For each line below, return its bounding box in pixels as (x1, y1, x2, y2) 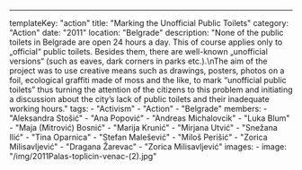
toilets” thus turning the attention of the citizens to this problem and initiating (9, 84, 293, 95)
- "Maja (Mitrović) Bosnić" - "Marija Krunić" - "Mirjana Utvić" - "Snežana (9, 123, 279, 132)
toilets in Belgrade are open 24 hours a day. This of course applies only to (9, 37, 283, 47)
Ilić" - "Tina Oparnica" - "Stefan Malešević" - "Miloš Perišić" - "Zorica (9, 132, 268, 142)
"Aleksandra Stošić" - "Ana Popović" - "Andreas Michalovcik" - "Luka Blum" (9, 113, 290, 123)
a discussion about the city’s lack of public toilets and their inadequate (9, 94, 270, 104)
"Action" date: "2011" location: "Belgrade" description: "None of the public (9, 28, 284, 38)
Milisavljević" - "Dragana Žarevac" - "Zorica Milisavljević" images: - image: (9, 141, 288, 152)
